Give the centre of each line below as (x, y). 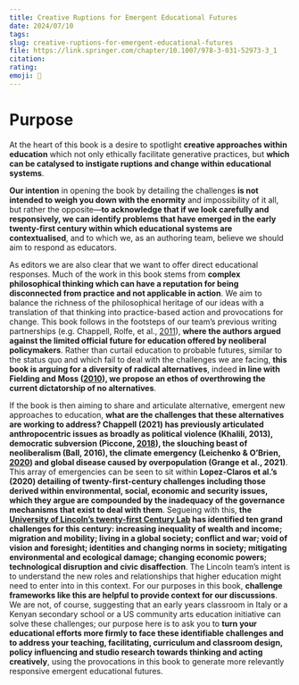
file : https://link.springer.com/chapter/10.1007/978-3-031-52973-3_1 (143, 51)
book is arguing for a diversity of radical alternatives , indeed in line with (145, 369)
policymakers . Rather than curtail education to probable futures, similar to (146, 350)
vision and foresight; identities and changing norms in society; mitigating (148, 547)
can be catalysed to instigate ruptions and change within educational (141, 163)
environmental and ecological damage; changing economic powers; (138, 557)
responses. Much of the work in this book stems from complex (125, 274)
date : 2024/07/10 (42, 26)
